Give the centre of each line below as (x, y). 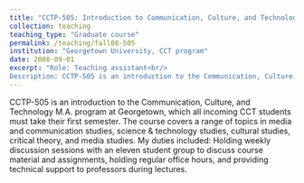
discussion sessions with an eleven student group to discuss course (137, 150)
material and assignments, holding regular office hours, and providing (139, 160)
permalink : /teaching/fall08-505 (72, 43)
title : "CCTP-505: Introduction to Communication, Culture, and (133, 18)
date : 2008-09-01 (42, 59)
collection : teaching (50, 26)
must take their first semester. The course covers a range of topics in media (151, 121)
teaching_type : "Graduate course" (75, 34)
